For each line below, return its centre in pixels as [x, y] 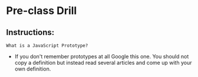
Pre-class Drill [42, 11]
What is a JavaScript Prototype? [47, 45]
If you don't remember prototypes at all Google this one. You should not [102, 56]
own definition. [33, 69]
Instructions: [30, 32]
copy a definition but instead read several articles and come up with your [103, 63]
